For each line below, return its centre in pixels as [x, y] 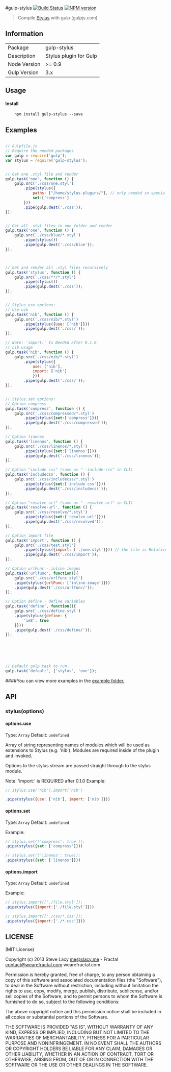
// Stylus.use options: [31, 305]
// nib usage [19, 348]
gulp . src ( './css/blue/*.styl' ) [48, 235]
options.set [18, 811]
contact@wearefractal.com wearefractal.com [53, 964]
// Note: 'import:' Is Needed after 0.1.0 [51, 343]
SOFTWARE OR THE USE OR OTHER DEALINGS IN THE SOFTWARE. [77, 1065]
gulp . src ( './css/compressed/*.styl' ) [54, 413]
